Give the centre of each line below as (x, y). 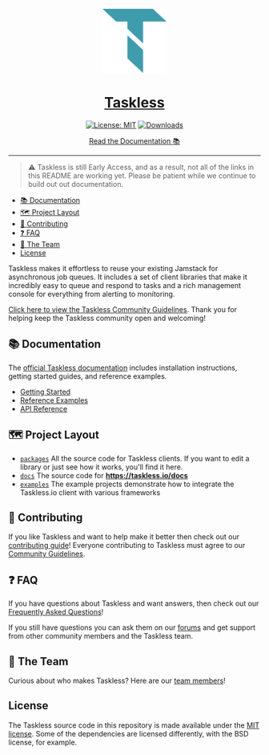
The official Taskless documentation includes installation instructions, (123, 367)
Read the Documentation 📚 (134, 140)
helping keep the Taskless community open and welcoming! (107, 318)
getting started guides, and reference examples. (88, 376)
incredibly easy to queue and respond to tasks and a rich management (125, 285)
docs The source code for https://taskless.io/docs (104, 475)
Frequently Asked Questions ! (56, 612)
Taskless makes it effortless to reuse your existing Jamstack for (113, 268)
